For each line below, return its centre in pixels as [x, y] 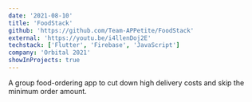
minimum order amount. [48, 91]
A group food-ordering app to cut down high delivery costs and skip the [126, 82]
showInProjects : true [44, 61]
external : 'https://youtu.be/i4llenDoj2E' [80, 38]
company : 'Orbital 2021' [49, 53]
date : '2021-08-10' [41, 16]
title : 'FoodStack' [41, 23]
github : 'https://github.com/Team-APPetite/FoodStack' [101, 30]
